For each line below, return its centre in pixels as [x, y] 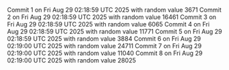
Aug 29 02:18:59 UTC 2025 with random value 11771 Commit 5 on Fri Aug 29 [114, 31]
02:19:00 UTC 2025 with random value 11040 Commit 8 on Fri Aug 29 [105, 53]
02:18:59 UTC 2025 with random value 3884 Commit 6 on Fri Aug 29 [104, 39]
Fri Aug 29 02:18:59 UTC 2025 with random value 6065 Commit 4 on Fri [108, 24]
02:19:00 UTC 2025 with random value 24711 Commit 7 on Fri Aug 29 [104, 46]
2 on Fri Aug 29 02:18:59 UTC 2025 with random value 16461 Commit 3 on [112, 17]
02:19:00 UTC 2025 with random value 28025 [72, 60]
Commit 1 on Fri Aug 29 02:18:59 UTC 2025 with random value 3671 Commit [114, 10]
